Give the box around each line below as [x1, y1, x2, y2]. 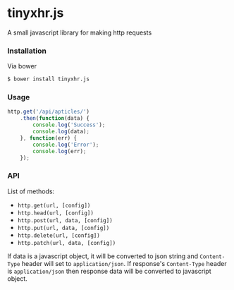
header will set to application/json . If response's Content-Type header [21, 259, 227, 267]
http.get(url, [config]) [17, 202, 91, 209]
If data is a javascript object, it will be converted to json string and [7, 252, 199, 260]
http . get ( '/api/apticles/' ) [7, 108, 90, 116]
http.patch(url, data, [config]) [17, 239, 116, 246]
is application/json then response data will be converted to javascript [7, 267, 211, 275]
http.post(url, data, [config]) [17, 217, 113, 224]
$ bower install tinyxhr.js [7, 75, 90, 83]
